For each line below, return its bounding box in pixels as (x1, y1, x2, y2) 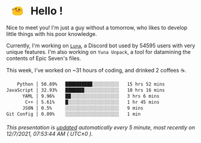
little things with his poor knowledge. (6, 31, 97, 38)
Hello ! (30, 4, 63, 18)
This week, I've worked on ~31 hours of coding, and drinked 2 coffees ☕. (6, 67, 187, 74)
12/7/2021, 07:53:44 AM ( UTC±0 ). (6, 130, 93, 137)
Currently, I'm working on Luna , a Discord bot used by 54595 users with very (6, 42, 196, 49)
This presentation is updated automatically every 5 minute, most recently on (6, 124, 195, 131)
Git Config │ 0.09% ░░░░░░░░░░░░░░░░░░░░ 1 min (6, 111, 141, 117)
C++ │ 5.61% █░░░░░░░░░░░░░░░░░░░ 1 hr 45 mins (25, 99, 160, 105)
